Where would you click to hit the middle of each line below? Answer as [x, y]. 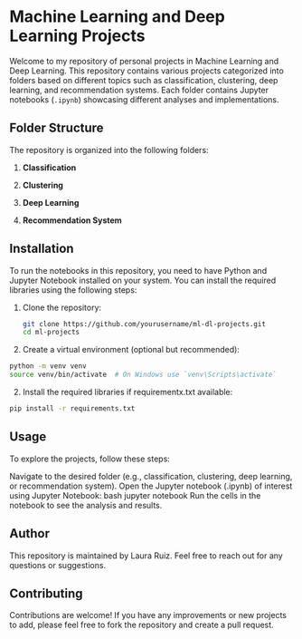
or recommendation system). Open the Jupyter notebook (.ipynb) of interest [151, 486]
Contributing [46, 593]
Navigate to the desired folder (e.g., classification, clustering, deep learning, [151, 476]
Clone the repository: [62, 307]
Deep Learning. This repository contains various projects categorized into [147, 71]
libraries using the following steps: [73, 290]
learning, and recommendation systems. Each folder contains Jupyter [139, 90]
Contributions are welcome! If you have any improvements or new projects [148, 615]
